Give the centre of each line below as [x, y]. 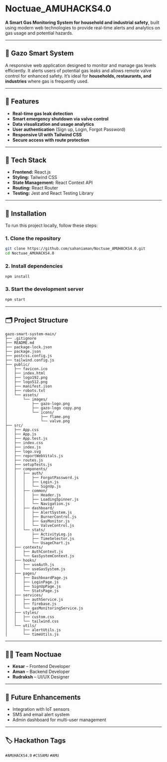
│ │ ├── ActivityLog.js [39, 534]
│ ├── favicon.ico [27, 369]
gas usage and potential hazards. [39, 33]
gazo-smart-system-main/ [31, 334]
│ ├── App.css [22, 430]
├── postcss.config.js [29, 356]
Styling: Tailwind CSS [35, 178]
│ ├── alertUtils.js [33, 630]
